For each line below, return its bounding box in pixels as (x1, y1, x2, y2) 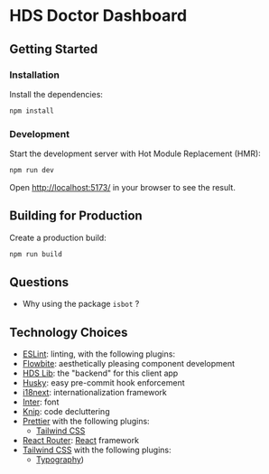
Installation (9, 69, 60, 81)
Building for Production (9, 209, 143, 224)
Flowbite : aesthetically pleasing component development (22, 358, 236, 369)
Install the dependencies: (9, 88, 104, 99)
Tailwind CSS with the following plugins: (22, 444, 172, 456)
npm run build (9, 249, 63, 258)
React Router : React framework (22, 435, 140, 446)
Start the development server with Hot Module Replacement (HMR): (9, 148, 262, 159)
